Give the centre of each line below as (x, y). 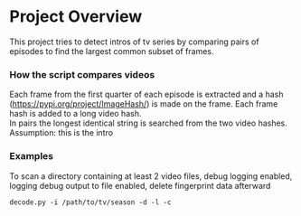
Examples (32, 156)
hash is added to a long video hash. (75, 114)
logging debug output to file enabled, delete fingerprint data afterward (140, 185)
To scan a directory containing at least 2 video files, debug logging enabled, (151, 176)
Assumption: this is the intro (61, 133)
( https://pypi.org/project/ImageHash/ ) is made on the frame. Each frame (144, 104)
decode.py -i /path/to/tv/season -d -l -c (90, 202)
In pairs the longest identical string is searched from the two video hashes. (148, 123)
